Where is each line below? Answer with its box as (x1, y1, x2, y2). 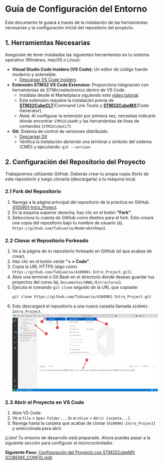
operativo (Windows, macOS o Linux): (5, 57, 81, 63)
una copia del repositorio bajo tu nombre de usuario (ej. (12, 220, 124, 226)
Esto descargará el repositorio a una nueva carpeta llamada (12, 303, 131, 309)
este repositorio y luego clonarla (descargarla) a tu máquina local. (5, 176, 137, 182)
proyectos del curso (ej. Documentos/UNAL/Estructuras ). (12, 279, 122, 285)
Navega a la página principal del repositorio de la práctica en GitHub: (12, 199, 150, 205)
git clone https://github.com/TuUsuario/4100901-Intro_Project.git (12, 294, 151, 300)
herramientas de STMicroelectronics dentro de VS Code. (12, 87, 126, 93)
